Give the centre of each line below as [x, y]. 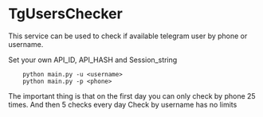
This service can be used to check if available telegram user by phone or [128, 36]
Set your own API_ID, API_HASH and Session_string [93, 60]
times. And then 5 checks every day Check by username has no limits [123, 104]
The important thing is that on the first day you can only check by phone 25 [132, 96]
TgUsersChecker [66, 14]
